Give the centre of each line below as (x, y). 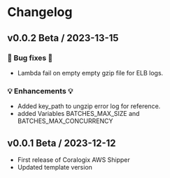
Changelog (40, 12)
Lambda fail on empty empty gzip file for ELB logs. (90, 73)
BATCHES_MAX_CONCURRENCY (65, 121)
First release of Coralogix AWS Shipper (74, 160)
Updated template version (55, 167)
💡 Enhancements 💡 (40, 91)
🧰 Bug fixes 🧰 (30, 58)
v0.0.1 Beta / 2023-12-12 (62, 143)
